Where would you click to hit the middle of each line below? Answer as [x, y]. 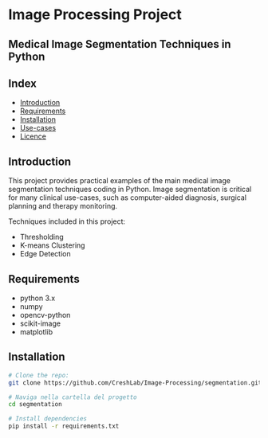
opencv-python [45, 315]
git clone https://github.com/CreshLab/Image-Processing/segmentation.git [135, 383]
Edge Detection [45, 254]
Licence [33, 136]
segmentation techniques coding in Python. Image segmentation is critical [130, 190]
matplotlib [36, 332]
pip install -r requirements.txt [64, 426]
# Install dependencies [48, 419]
